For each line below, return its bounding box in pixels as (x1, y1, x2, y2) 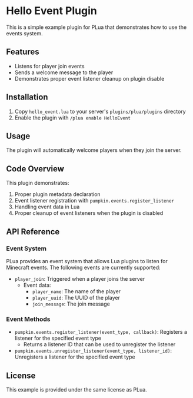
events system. (6, 29, 43, 37)
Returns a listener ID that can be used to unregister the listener (23, 341, 176, 348)
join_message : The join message (32, 300, 110, 307)
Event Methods (6, 315, 51, 323)
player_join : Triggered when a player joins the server (14, 275, 145, 282)
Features (6, 47, 39, 57)
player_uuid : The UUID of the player (32, 294, 121, 301)
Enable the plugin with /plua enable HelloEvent (14, 114, 131, 121)
